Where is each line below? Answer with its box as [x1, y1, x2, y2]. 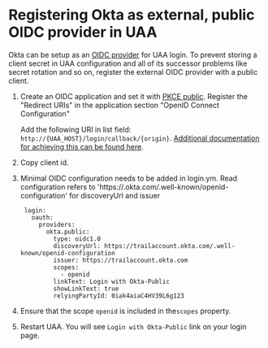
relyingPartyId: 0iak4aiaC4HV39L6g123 [53, 291, 184, 300]
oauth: [31, 213, 54, 221]
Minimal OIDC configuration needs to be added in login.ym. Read [19, 173, 238, 183]
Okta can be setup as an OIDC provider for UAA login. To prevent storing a [8, 50, 257, 59]
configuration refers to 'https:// [19, 181, 124, 192]
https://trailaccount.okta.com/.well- [104, 241, 236, 250]
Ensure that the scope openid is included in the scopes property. [19, 306, 231, 315]
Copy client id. [19, 157, 69, 167]
